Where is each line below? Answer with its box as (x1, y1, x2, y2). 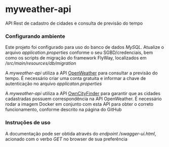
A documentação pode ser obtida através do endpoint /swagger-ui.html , (5, 130, 156, 136)
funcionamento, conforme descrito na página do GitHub (5, 107, 122, 113)
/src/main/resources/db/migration (5, 60, 76, 66)
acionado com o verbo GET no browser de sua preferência (5, 136, 128, 142)
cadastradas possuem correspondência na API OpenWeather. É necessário (5, 96, 162, 102)
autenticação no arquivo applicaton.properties (5, 81, 102, 87)
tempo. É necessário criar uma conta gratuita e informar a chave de (5, 76, 146, 82)
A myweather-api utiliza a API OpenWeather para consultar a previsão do (5, 70, 158, 76)
